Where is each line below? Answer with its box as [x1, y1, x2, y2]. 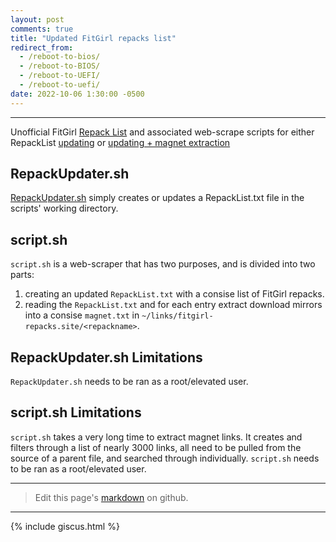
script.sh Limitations [10, 404, 142, 421]
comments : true [10, 24, 74, 34]
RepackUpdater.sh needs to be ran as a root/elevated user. [10, 376, 249, 388]
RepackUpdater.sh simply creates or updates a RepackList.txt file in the [10, 192, 305, 204]
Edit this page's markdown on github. [34, 491, 189, 503]
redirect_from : [10, 42, 74, 53]
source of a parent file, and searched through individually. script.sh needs [10, 452, 320, 464]
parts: [10, 269, 35, 281]
